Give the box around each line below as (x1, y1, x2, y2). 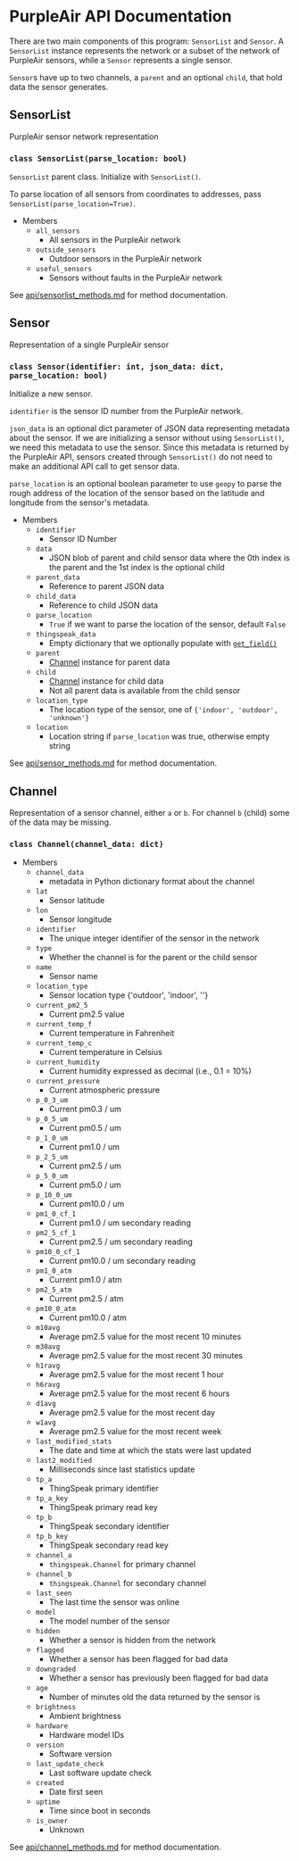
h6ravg (35, 1381, 61, 1390)
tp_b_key (35, 1533, 69, 1541)
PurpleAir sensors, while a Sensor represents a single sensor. (9, 54, 233, 65)
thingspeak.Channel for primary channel (48, 1559, 196, 1570)
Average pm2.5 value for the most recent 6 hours (48, 1388, 230, 1399)
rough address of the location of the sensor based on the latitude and (9, 488, 265, 499)
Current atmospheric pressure (48, 1084, 161, 1095)
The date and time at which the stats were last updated (48, 1445, 252, 1456)
